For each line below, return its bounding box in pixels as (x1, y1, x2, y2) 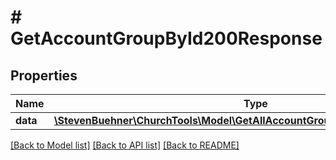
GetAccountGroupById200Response (10, 27, 323, 50)
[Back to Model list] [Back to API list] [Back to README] (10, 139, 240, 151)
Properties (10, 67, 78, 84)
